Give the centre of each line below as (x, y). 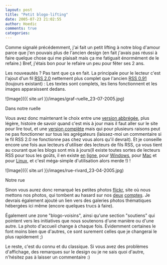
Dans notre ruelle (23, 108)
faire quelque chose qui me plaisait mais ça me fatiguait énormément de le (82, 58)
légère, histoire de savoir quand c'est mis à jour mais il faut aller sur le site (81, 123)
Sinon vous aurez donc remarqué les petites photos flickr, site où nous (78, 190)
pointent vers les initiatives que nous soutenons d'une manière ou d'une (79, 221)
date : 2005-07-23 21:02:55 (33, 19)
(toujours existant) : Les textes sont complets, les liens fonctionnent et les (81, 84)
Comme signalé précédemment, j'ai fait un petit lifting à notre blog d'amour (83, 47)
